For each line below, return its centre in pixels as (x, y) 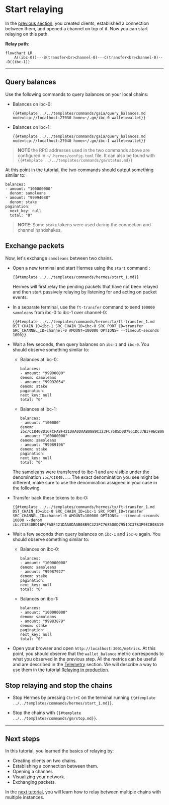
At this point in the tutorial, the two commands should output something (79, 170)
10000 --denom (27, 520)
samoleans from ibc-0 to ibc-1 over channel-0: (60, 312)
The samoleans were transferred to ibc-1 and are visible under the (81, 472)
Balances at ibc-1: (38, 409)
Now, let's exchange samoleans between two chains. (59, 258)
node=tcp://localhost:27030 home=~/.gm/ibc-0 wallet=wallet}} (79, 118)
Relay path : (17, 43)
